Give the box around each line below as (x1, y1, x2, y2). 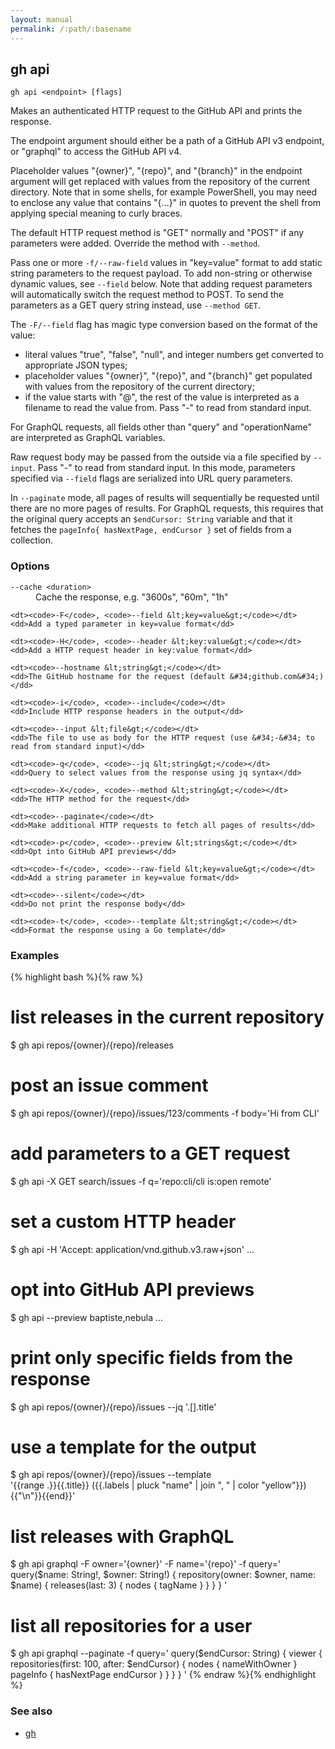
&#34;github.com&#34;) (229, 671, 325, 681)
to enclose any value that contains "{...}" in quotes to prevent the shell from (10, 197, 322, 209)
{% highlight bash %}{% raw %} (10, 971, 144, 983)
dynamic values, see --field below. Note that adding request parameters (10, 278, 313, 290)
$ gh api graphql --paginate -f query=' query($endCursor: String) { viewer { (10, 1647, 323, 1660)
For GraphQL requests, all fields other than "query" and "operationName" (10, 421, 313, 433)
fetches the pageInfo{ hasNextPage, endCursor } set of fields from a (10, 524, 292, 536)
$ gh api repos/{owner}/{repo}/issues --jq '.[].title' (10, 1401, 217, 1413)
